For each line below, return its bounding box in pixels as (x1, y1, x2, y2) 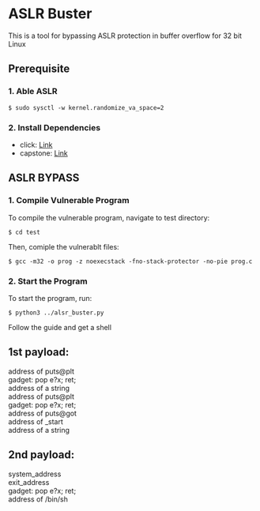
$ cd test (8, 228, 41, 236)
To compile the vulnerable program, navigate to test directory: (8, 212, 210, 222)
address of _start (8, 416, 63, 426)
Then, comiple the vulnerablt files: (8, 242, 120, 251)
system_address (8, 469, 62, 479)
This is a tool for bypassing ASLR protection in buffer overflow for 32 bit (8, 31, 243, 40)
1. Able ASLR (8, 86, 58, 97)
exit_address (8, 477, 50, 487)
